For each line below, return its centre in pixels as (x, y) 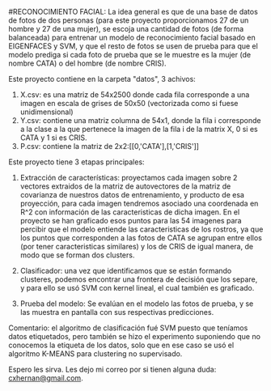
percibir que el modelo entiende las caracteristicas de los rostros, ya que (142, 229)
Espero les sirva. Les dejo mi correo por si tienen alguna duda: (112, 369)
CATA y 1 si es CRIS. (53, 138)
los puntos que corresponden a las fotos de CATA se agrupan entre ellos (141, 238)
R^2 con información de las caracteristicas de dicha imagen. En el (130, 212)
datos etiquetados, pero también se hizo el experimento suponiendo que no (135, 336)
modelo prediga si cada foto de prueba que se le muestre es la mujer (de (130, 55)
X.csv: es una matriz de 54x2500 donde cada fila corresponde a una (135, 95)
